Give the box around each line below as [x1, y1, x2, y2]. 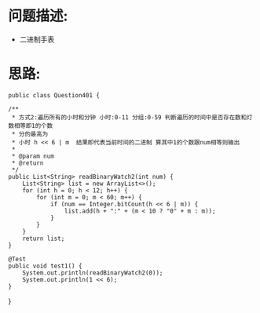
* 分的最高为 [11, 130, 49, 138]
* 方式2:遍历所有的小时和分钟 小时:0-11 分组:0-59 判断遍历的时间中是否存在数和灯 [11, 113, 253, 122]
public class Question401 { [8, 91, 101, 99]
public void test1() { [8, 262, 82, 270]
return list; [22, 235, 65, 242]
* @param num [11, 152, 55, 160]
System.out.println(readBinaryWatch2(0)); [22, 268, 163, 277]
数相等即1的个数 [8, 122, 53, 129]
